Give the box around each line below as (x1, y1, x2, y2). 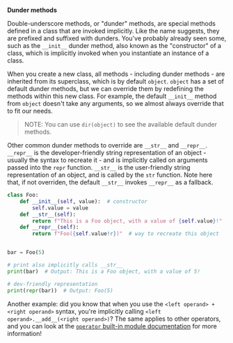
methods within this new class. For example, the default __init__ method (7, 92, 217, 100)
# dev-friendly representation (7, 280, 98, 287)
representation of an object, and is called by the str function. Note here (7, 170, 213, 179)
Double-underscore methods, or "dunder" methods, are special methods (7, 19, 216, 27)
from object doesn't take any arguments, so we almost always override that (7, 99, 224, 107)
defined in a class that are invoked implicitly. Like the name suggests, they (7, 27, 220, 35)
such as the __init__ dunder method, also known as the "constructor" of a (7, 42, 221, 49)
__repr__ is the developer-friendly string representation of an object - (7, 149, 207, 157)
